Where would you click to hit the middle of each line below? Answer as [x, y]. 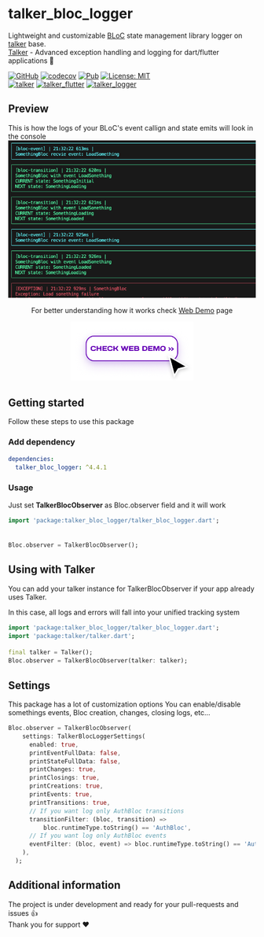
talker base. [27, 43]
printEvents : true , [60, 795]
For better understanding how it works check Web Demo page [132, 311]
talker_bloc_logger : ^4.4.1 [61, 468]
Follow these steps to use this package [71, 422]
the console [27, 136]
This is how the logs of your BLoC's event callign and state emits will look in [131, 127]
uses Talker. [27, 597]
